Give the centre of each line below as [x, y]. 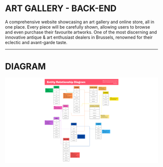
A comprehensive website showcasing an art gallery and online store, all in [80, 22]
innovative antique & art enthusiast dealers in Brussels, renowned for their [79, 37]
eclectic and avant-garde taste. [36, 42]
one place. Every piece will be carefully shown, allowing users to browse [78, 27]
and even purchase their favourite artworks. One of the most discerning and [81, 32]
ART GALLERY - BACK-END [61, 8]
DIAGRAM [25, 67]
